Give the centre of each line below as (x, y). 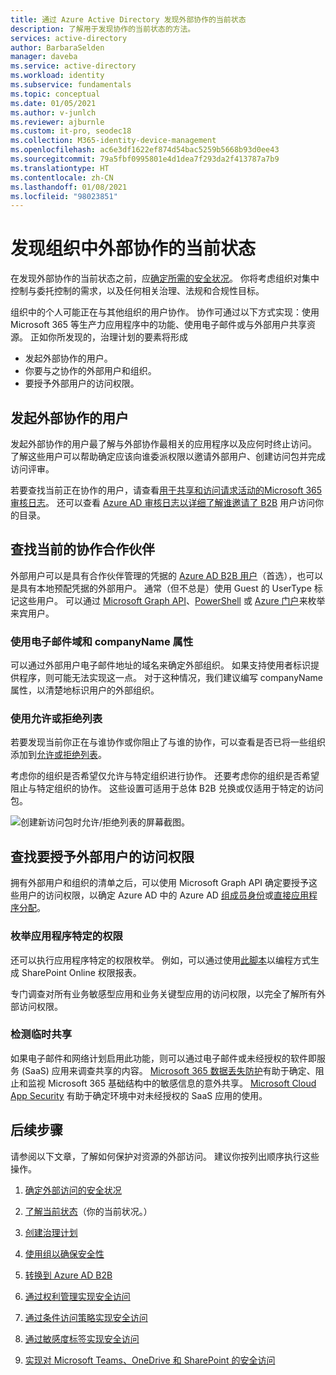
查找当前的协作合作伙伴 (82, 549)
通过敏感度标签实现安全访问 (82, 1338)
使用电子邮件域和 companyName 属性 (102, 641)
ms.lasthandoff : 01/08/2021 (69, 187)
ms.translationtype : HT (60, 168)
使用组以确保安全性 (64, 1253)
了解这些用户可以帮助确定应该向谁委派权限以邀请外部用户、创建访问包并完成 (168, 456)
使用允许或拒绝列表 (56, 719)
